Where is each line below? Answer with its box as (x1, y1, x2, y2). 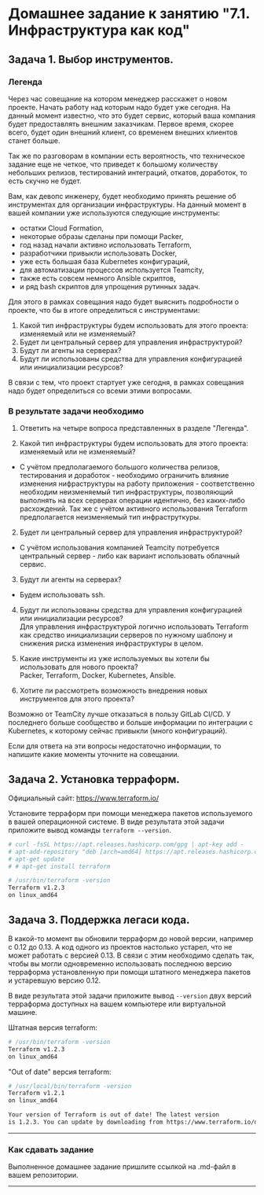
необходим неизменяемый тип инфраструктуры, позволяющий (19, 487, 233, 497)
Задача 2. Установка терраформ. (8, 772, 180, 786)
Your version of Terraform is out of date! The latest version (8, 1111, 220, 1119)
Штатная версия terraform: (8, 1023, 98, 1032)
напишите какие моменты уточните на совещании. (8, 750, 179, 759)
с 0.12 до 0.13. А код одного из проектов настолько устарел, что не (8, 942, 233, 951)
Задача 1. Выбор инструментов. (8, 53, 174, 66)
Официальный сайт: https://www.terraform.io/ (8, 793, 159, 803)
